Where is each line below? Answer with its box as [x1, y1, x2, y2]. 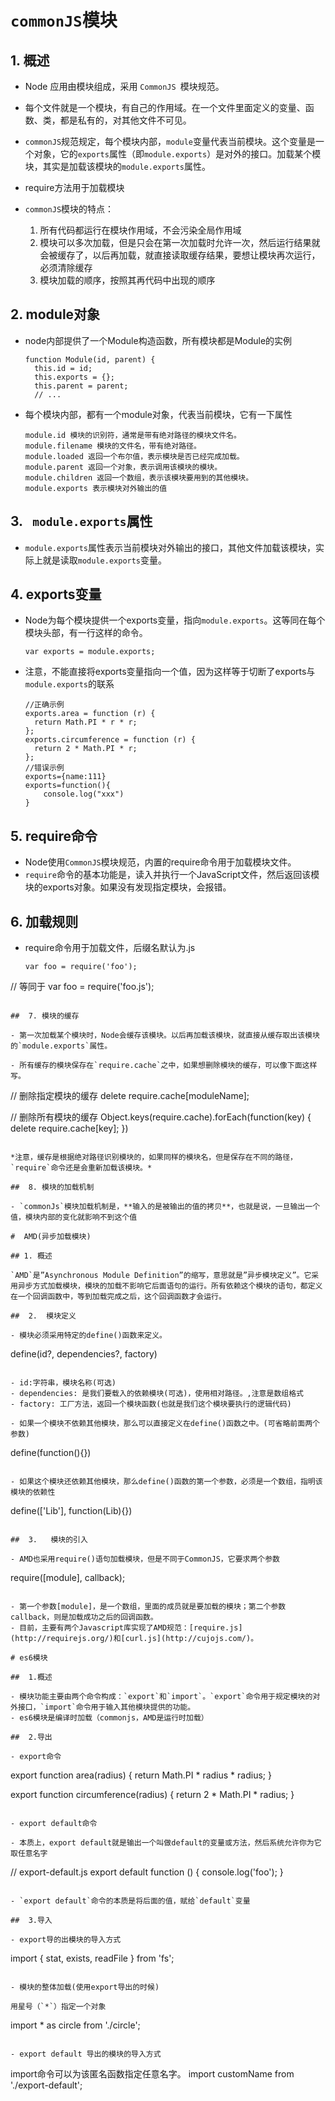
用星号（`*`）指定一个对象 [10, 2002, 107, 2012]
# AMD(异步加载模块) [10, 1232, 92, 1242]
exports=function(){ [24, 781, 111, 791]
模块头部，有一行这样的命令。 [24, 627, 148, 639]
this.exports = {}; [34, 372, 115, 382]
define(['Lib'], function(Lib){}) [10, 1505, 133, 1517]
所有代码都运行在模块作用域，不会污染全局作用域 [39, 224, 242, 236]
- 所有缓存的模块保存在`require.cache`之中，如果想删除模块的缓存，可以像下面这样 [10, 1061, 318, 1071]
